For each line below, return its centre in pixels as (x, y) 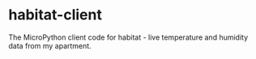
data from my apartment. (50, 45)
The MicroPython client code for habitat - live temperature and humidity (128, 37)
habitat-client (55, 15)
